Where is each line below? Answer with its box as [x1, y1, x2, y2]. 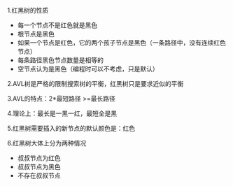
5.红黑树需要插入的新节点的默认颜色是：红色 [7, 124, 135, 132]
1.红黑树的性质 [7, 6, 49, 14]
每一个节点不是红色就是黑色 [17, 21, 98, 29]
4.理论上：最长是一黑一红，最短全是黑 [7, 109, 118, 117]
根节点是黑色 [17, 30, 55, 38]
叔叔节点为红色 [17, 154, 61, 162]
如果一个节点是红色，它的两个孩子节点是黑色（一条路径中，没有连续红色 [17, 38, 226, 47]
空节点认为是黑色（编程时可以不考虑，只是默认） [17, 65, 159, 73]
